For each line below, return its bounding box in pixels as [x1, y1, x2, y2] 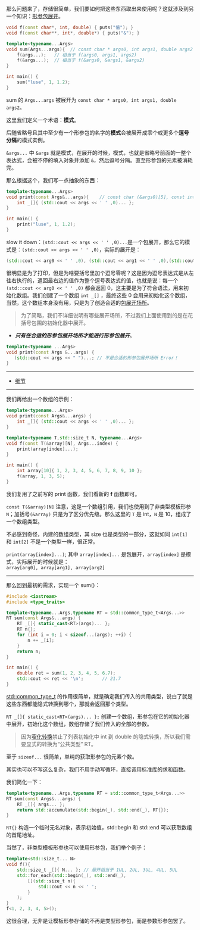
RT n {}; [17, 626, 36, 632]
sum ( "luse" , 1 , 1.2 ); [17, 79, 70, 85]
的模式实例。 [17, 136, 48, 143]
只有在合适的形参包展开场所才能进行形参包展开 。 [14, 332, 135, 339]
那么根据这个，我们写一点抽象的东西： [6, 176, 100, 183]
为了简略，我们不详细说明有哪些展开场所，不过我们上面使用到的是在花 [20, 311, 193, 319]
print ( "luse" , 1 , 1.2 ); [17, 221, 76, 227]
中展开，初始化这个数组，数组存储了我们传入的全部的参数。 [6, 720, 152, 728]
